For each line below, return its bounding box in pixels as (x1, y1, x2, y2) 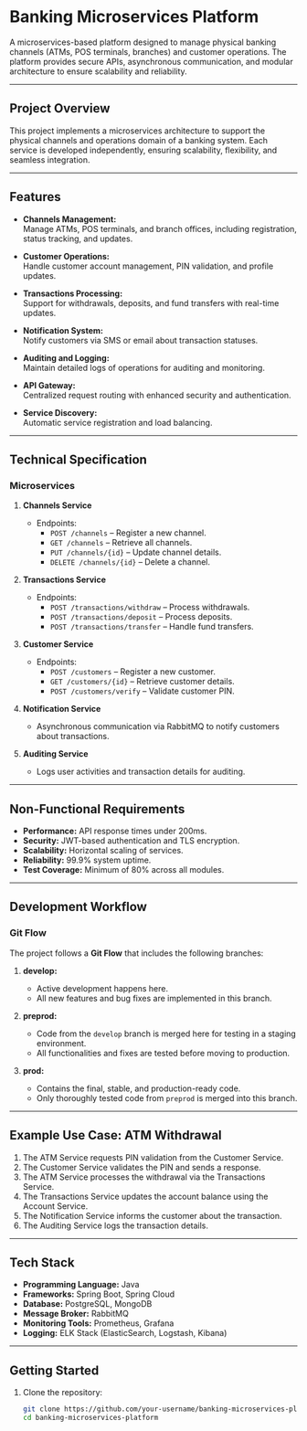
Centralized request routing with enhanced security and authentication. (22, 389, 291, 400)
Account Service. (22, 1200, 89, 1212)
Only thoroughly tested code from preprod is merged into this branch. (36, 1092, 298, 1103)
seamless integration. (9, 154, 90, 165)
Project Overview (9, 101, 111, 116)
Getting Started (9, 1362, 100, 1378)
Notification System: (22, 324, 103, 335)
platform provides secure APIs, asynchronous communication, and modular (9, 56, 294, 67)
